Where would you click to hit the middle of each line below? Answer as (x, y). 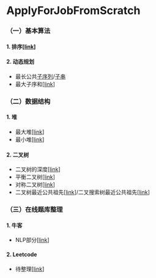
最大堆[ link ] (30, 132)
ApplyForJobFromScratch (73, 11)
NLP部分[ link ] (32, 240)
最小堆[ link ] (30, 140)
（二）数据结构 (28, 101)
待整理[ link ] (30, 269)
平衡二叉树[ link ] (35, 177)
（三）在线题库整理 (35, 210)
